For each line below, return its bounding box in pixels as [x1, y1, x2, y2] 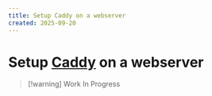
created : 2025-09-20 [8, 19, 77, 27]
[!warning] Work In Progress [27, 79, 121, 89]
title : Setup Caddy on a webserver [8, 11, 126, 20]
